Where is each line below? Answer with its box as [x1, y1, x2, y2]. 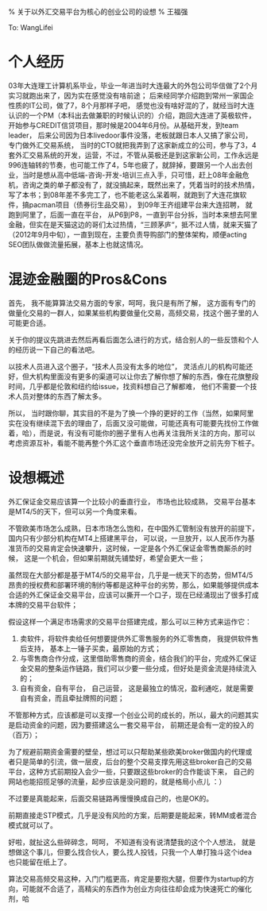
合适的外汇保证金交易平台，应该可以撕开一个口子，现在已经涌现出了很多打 [8, 590, 252, 600]
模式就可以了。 [8, 820, 57, 830]
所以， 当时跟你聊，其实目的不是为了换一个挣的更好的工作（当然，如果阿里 [8, 408, 254, 418]
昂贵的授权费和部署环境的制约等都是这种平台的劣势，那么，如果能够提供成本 [8, 580, 259, 589]
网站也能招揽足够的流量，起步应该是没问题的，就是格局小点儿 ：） [8, 777, 226, 786]
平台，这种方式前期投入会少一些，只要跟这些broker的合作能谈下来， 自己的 [8, 766, 254, 776]
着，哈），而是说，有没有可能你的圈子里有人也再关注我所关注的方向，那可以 [8, 428, 256, 438]
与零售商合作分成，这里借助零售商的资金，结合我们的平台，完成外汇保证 [19, 654, 257, 663]
